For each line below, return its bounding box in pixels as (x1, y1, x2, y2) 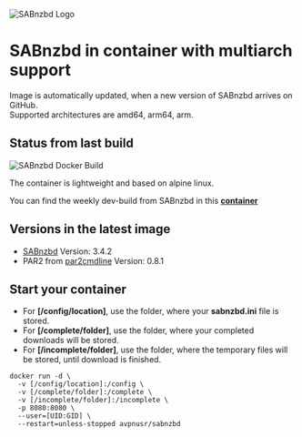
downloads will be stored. (22, 335, 120, 346)
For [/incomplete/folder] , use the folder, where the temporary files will (22, 344, 288, 355)
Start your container (9, 281, 127, 297)
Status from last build (9, 136, 134, 151)
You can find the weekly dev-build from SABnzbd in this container (9, 195, 258, 206)
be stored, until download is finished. (22, 354, 162, 365)
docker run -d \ (9, 371, 71, 381)
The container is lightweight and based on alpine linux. (9, 178, 215, 188)
